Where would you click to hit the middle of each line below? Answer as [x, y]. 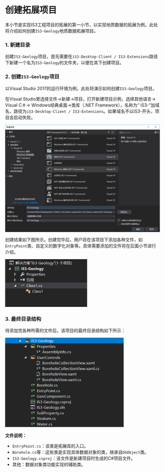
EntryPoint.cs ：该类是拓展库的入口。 [50, 446]
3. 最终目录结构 [23, 319]
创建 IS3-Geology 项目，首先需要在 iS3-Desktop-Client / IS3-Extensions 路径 [82, 57]
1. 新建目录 [18, 45]
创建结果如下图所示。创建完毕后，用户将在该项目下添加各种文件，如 [74, 239]
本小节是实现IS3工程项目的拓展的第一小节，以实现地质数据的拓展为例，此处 [82, 25]
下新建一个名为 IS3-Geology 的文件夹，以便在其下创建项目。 [65, 63]
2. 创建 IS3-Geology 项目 [32, 77]
